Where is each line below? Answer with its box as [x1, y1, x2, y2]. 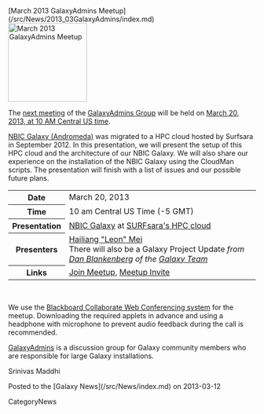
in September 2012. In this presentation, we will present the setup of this [8, 140, 242, 149]
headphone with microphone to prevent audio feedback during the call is [8, 320, 244, 328]
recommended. [8, 328, 57, 337]
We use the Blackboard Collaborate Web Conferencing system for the [8, 302, 234, 312]
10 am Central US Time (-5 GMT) [68, 206, 194, 217]
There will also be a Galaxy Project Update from [68, 244, 245, 255]
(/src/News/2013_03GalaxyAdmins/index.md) [8, 14, 155, 24]
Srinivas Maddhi [8, 367, 60, 376]
